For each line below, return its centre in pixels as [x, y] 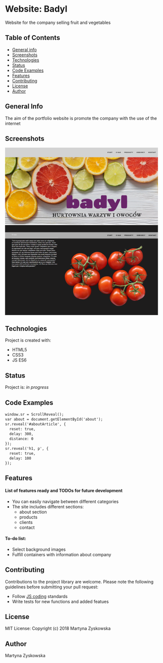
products [28, 517]
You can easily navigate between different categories [65, 502]
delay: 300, [22, 434]
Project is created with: [28, 341]
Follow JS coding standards [40, 596]
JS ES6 [19, 360]
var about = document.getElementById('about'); [54, 419]
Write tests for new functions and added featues [60, 602]
